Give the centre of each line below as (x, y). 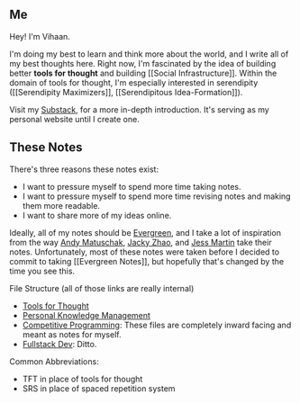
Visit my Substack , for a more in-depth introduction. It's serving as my (140, 109)
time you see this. (42, 271)
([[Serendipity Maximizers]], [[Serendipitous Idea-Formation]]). (126, 92)
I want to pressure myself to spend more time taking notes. (132, 186)
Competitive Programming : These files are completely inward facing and (157, 325)
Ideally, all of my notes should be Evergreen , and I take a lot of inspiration (145, 232)
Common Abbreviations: (54, 361)
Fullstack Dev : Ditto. (59, 344)
